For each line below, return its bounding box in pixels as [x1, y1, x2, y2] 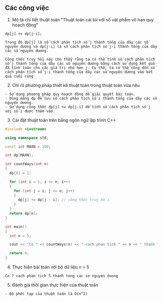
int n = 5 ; [9, 233, 32, 238]
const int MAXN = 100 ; [5, 144, 51, 149]
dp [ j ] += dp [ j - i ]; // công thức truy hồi [17, 198, 110, 202]
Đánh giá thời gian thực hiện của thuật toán [12, 282, 98, 288]
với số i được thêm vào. [5, 109, 55, 114]
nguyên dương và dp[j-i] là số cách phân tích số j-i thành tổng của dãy [5, 44, 158, 49]
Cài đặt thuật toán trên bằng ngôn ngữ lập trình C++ [12, 117, 116, 123]
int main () [5, 224, 27, 229]
